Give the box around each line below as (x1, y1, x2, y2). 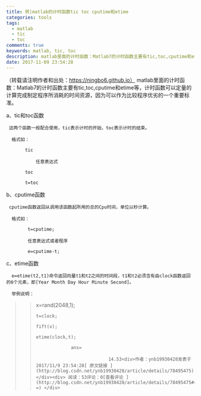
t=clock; (35, 313, 58, 319)
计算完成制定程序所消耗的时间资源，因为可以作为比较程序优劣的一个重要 (6, 91, 184, 99)
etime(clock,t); (35, 334, 77, 340)
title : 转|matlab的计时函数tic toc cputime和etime (6, 8, 129, 15)
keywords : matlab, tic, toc (6, 48, 77, 54)
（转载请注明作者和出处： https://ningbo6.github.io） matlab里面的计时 (6, 76, 180, 84)
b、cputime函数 (6, 190, 45, 198)
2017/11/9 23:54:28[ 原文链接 (35, 362, 108, 368)
